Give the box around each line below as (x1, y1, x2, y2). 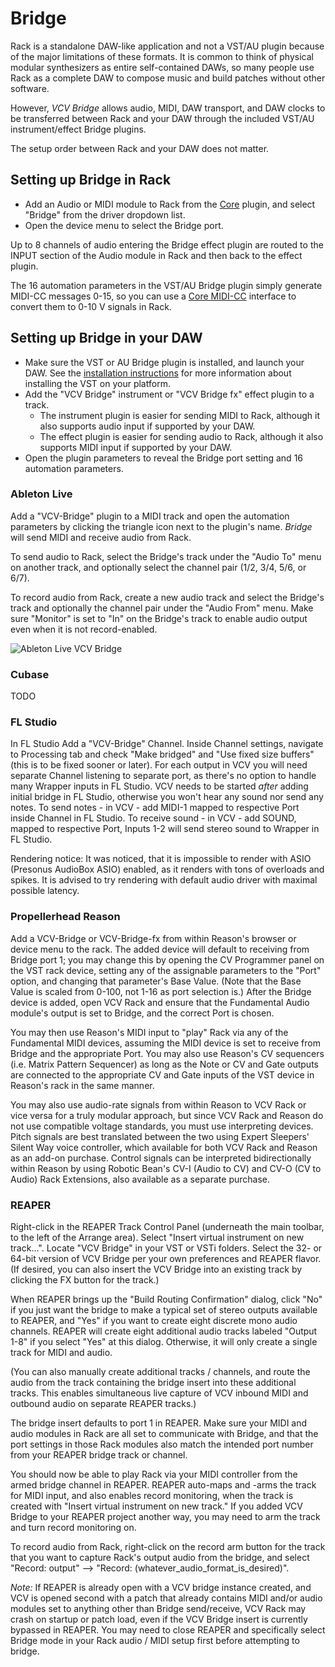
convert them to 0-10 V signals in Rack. (10, 300, 172, 312)
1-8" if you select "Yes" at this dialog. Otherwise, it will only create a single (10, 1336, 318, 1348)
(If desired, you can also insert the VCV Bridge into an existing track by (10, 1263, 303, 1276)
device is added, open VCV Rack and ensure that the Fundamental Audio (10, 996, 310, 1008)
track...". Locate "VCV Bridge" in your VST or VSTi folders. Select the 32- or (10, 1242, 323, 1254)
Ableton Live (10, 487, 73, 501)
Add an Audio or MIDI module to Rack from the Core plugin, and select (24, 198, 316, 210)
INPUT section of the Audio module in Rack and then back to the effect (10, 249, 303, 261)
